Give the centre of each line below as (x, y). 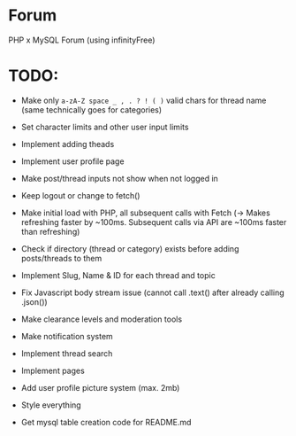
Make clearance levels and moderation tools (102, 319)
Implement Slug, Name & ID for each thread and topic (118, 275)
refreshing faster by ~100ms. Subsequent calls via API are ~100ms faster (154, 222)
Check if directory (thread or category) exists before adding (130, 248)
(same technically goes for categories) (91, 109)
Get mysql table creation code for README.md (106, 422)
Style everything (51, 405)
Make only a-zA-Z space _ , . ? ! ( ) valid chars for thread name (144, 100)
